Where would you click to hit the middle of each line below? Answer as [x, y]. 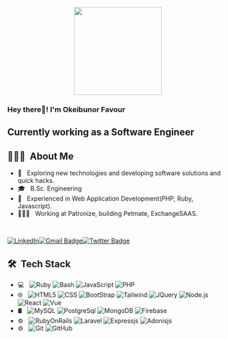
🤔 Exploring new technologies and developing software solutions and [119, 173]
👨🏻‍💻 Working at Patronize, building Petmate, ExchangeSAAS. [107, 214]
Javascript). [35, 206]
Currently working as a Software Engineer [101, 133]
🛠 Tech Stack [39, 264]
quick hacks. [36, 181]
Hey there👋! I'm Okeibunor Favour [66, 109]
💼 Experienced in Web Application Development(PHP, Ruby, [106, 199]
